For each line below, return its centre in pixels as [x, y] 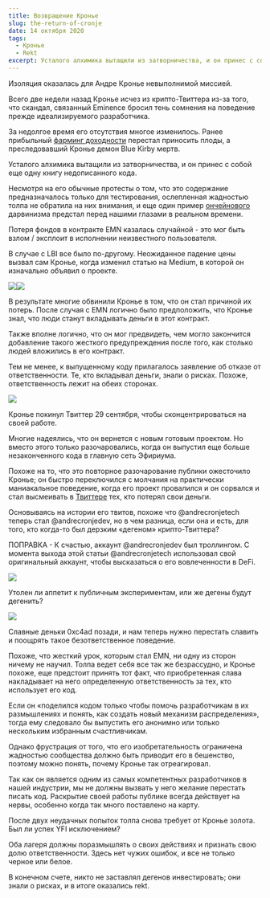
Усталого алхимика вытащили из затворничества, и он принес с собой [130, 164]
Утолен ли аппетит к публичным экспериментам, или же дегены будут [130, 592]
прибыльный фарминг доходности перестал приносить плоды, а [119, 140]
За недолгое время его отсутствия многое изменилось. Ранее [116, 131]
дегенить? [26, 601]
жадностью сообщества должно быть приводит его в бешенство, [122, 755]
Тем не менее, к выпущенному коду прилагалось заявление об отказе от [135, 366]
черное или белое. [41, 861]
